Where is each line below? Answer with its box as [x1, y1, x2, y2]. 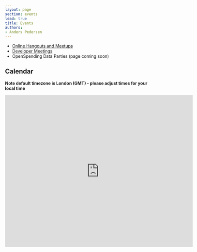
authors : [5, 25, 23, 30]
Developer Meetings [12, 48, 53, 54]
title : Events [5, 20, 34, 26]
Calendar [5, 67, 33, 76]
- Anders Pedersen [5, 30, 42, 34]
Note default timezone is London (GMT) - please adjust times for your [5, 80, 148, 86]
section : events [5, 12, 38, 17]
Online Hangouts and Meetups [12, 43, 73, 49]
